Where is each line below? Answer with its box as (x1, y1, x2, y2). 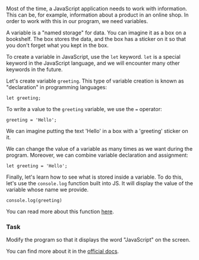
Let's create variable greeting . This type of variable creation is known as (6, 77, 184, 84)
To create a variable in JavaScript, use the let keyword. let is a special (6, 53, 181, 60)
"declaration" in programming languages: (6, 84, 107, 91)
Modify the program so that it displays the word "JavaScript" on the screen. (6, 236, 191, 243)
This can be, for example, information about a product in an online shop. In (6, 11, 189, 18)
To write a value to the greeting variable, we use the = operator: (6, 106, 162, 112)
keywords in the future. (6, 66, 63, 73)
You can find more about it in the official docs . (6, 248, 119, 255)
